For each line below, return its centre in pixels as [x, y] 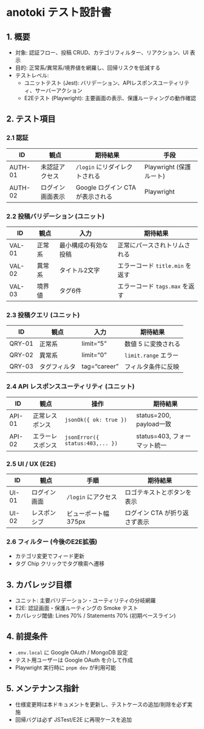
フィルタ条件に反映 [152, 367]
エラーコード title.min [151, 265]
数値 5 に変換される [152, 344]
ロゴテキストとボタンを [158, 492]
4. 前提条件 [27, 636]
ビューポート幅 [88, 513]
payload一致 [154, 424]
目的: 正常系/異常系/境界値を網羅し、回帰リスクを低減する [88, 68]
